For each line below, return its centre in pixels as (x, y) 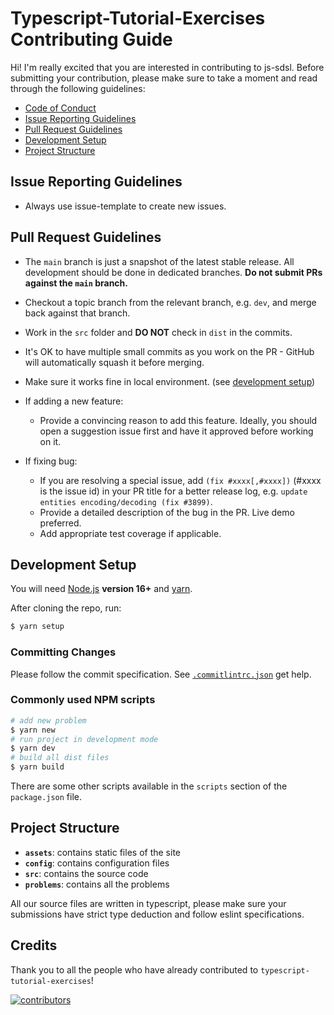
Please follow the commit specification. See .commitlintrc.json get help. (161, 674)
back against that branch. (77, 313)
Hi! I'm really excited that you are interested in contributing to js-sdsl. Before (167, 67)
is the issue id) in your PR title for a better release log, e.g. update (173, 491)
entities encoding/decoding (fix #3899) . (126, 501)
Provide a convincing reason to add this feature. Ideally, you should (178, 420)
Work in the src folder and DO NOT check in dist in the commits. (158, 332)
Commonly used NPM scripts (83, 700)
